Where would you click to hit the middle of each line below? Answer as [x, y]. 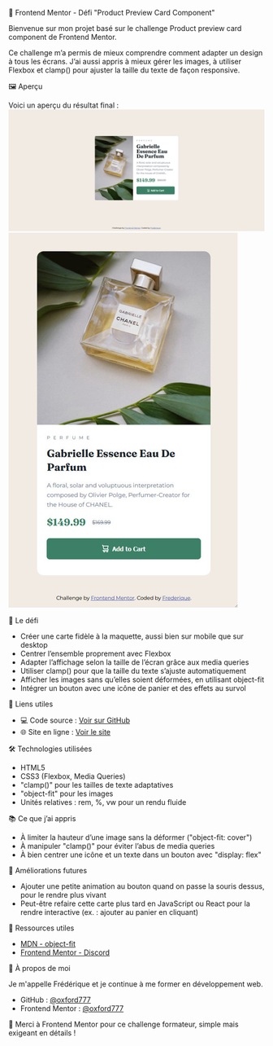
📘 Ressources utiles [41, 928]
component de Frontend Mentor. [63, 37]
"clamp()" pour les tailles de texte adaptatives [97, 785]
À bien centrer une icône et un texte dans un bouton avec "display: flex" [141, 855]
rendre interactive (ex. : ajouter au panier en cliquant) [109, 912]
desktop [34, 645]
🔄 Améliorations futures [48, 871]
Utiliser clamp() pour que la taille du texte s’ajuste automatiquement [133, 671]
